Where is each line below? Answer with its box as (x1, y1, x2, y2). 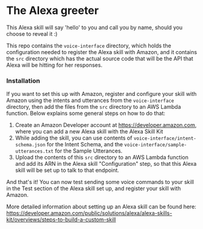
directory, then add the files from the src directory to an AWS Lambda (6, 103, 181, 111)
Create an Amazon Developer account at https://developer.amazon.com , (15, 121, 197, 129)
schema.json (15, 142, 46, 148)
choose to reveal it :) (6, 30, 58, 37)
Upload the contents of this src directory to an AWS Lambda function (15, 154, 188, 161)
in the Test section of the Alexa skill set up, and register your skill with (6, 185, 181, 192)
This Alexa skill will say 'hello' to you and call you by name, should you (6, 24, 183, 31)
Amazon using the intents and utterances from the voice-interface (6, 97, 174, 104)
